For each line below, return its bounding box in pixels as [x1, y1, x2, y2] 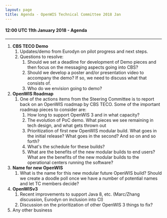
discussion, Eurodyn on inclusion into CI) [19, 196, 103, 202]
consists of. [27, 80, 51, 86]
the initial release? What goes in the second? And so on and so [27, 133, 156, 139]
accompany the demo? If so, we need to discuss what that [27, 75, 147, 81]
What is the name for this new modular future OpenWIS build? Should [19, 170, 162, 176]
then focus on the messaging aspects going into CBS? [27, 64, 138, 70]
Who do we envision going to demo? [27, 85, 102, 91]
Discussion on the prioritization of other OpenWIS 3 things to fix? [19, 202, 153, 208]
